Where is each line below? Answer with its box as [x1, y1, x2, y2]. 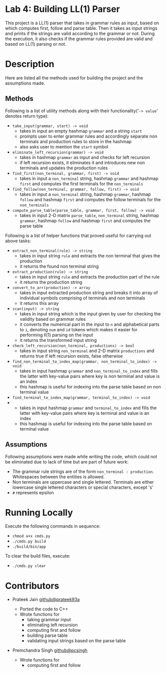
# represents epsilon [12, 489, 55, 495]
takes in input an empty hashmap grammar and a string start [19, 128, 142, 134]
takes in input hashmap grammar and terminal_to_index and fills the [19, 405, 157, 411]
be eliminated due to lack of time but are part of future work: [5, 458, 129, 465]
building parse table [27, 632, 68, 639]
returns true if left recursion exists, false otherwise [19, 353, 123, 359]
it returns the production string [19, 279, 83, 285]
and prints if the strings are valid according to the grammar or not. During [5, 30, 155, 36]
